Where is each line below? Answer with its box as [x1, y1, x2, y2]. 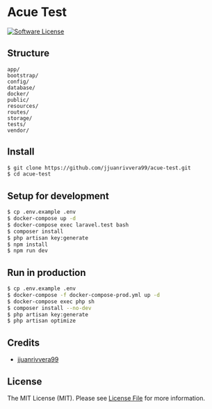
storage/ [7, 114, 33, 122]
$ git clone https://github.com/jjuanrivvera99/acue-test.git [7, 164, 191, 171]
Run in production [7, 266, 86, 279]
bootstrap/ [7, 72, 39, 79]
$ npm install [7, 241, 49, 248]
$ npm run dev [7, 247, 49, 254]
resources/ [7, 102, 39, 109]
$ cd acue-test [7, 171, 51, 178]
